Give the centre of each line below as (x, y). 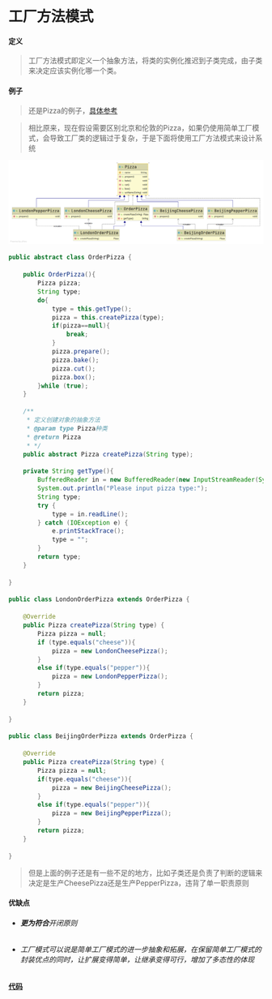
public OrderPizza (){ (59, 275)
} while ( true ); (63, 386)
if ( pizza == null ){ (81, 326)
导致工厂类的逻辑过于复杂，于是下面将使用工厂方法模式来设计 (153, 138)
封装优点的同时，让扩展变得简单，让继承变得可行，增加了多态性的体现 (137, 960)
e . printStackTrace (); (88, 531)
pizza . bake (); (75, 360)
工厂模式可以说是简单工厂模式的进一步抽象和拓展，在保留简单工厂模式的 (140, 950)
